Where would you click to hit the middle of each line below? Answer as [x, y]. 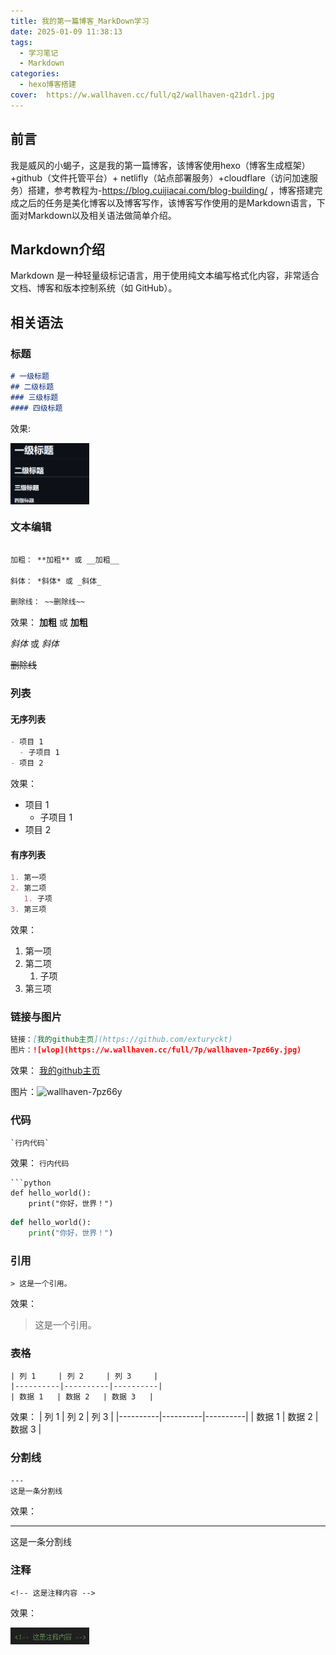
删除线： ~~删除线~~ [48, 602]
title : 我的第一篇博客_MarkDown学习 [80, 21]
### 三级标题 [34, 397]
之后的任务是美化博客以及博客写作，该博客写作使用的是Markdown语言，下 [172, 202]
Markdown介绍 [58, 249]
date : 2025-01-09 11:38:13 [66, 31]
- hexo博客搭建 [48, 85]
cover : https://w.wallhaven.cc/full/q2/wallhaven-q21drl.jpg [142, 95]
